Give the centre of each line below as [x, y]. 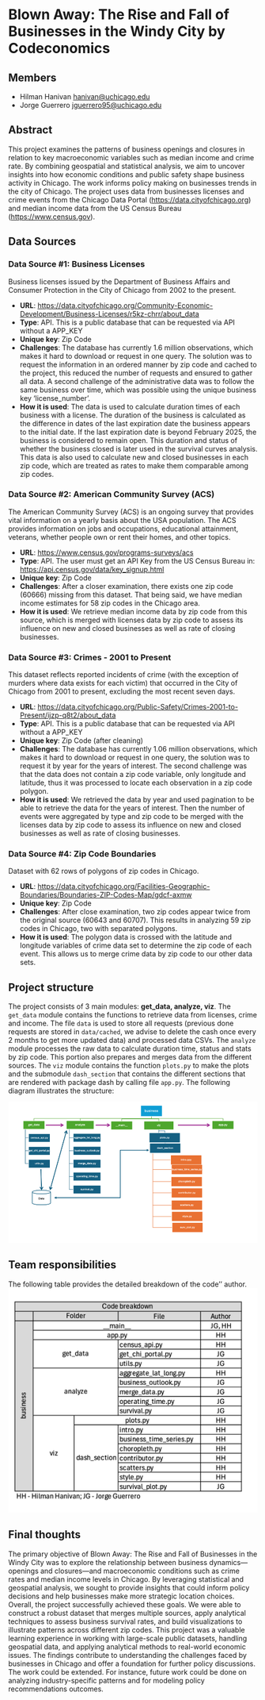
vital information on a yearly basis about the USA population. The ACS [122, 520]
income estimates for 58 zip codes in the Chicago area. [110, 603]
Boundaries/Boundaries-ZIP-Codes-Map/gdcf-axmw [106, 895]
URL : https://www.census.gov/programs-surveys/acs [106, 552]
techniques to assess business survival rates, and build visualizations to [125, 1621]
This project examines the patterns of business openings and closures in [127, 149]
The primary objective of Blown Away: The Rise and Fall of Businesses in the [133, 1554]
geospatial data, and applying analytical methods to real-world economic [127, 1646]
